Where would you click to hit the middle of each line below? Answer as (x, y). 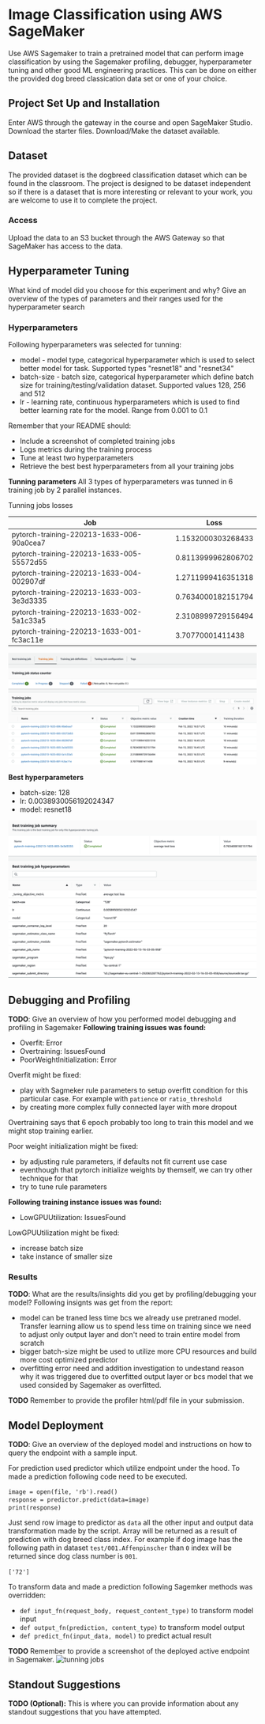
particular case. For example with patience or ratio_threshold (121, 1099)
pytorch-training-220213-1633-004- (77, 573)
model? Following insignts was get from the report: (91, 1302)
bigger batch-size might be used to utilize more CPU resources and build (138, 1351)
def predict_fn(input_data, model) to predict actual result (115, 1636)
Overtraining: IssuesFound (62, 1051)
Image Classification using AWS (115, 15)
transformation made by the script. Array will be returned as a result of (123, 1531)
